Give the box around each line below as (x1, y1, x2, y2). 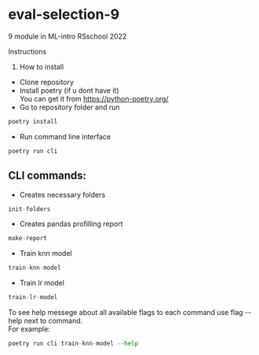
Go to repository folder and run (19, 102, 120, 112)
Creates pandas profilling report (19, 219, 123, 229)
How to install (19, 61, 64, 72)
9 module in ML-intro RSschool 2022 (8, 31, 127, 41)
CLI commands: (8, 169, 87, 183)
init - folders (8, 205, 51, 213)
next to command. (24, 316, 83, 325)
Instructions (8, 46, 47, 56)
